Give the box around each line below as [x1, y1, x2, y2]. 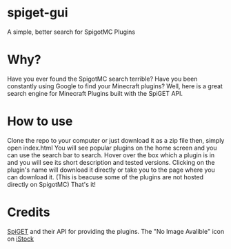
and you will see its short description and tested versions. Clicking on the [7, 158, 215, 166]
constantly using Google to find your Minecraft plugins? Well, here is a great [7, 81, 223, 90]
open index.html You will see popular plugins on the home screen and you [7, 143, 217, 152]
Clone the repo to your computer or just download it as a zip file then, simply [7, 136, 225, 144]
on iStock [7, 235, 34, 243]
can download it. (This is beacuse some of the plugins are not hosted [7, 172, 204, 181]
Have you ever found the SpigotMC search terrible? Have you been [7, 74, 198, 83]
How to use [7, 114, 73, 129]
